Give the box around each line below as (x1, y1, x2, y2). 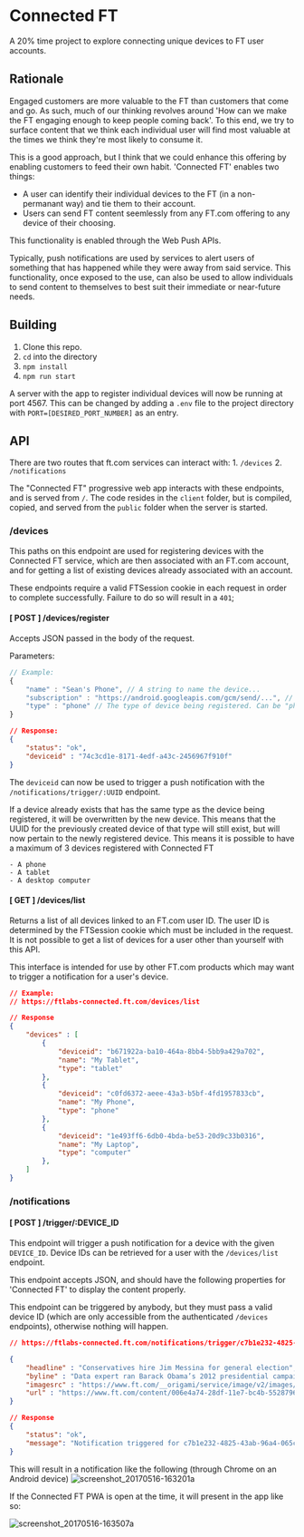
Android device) (9, 1473, 70, 1483)
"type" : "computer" (57, 1148, 131, 1157)
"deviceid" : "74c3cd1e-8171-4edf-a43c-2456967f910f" (25, 752, 233, 761)
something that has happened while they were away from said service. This (9, 262, 291, 273)
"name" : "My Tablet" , (57, 1055, 140, 1065)
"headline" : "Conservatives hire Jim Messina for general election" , (25, 1363, 298, 1372)
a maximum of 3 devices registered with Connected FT (9, 842, 214, 853)
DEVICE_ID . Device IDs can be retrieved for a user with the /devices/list (9, 1248, 279, 1259)
